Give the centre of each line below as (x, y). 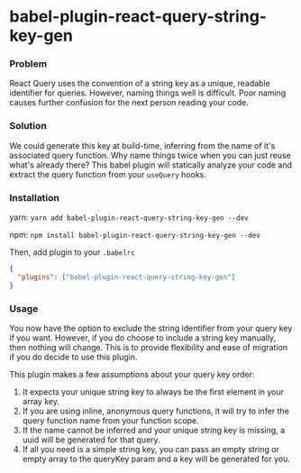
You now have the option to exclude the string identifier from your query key (151, 328)
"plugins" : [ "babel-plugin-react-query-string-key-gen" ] (127, 277)
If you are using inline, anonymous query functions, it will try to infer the (156, 411)
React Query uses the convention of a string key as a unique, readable (140, 84)
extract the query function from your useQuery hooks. (108, 174)
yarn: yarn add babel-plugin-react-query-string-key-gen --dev (129, 217)
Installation (35, 197)
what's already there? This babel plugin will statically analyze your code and (151, 165)
